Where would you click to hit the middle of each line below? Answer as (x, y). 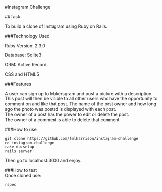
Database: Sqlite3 (23, 55)
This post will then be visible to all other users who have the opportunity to (81, 99)
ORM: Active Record (26, 65)
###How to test (21, 170)
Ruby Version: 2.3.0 (25, 46)
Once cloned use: (23, 175)
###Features (18, 84)
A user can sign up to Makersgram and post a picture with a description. (79, 93)
